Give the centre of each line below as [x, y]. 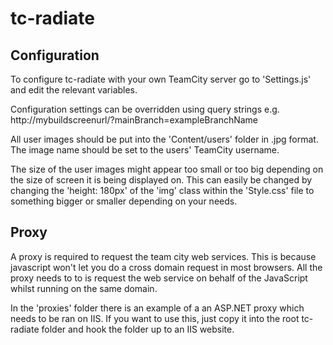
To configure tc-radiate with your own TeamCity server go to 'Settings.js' [161, 79]
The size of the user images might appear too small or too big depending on [167, 169]
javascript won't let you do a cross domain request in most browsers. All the [166, 267]
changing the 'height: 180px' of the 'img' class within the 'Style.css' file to [162, 190]
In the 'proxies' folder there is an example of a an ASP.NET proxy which [157, 308]
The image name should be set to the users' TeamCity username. [145, 150]
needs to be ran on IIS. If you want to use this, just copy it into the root [155, 318]
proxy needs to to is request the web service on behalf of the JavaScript [159, 278]
